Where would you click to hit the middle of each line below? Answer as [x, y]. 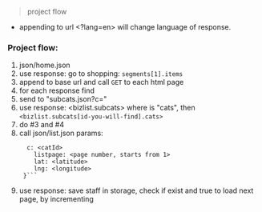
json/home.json [44, 65]
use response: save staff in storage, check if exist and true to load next [136, 190]
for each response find [57, 90]
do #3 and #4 [42, 125]
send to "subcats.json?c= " [63, 99]
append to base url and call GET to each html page [101, 82]
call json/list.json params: [61, 133]
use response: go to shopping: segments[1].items [101, 74]
